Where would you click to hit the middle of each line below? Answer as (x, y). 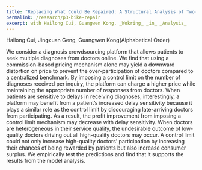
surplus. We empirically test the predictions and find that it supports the (95, 154)
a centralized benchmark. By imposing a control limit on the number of (93, 77)
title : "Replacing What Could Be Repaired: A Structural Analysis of (95, 12)
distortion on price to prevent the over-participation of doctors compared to (100, 71)
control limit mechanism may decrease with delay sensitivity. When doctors (99, 122)
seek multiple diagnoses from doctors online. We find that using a (88, 58)
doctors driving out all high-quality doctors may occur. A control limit (109, 135)
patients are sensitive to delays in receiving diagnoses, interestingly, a (93, 96)
